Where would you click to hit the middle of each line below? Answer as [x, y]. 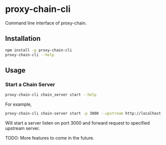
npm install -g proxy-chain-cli [39, 50]
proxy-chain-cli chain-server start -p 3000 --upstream [64, 114]
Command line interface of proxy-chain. [46, 23]
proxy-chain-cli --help [30, 55]
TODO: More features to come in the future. [50, 138]
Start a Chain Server [30, 84]
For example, [19, 104]
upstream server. [23, 128]
